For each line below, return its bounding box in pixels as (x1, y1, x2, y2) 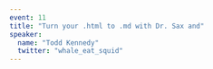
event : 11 (9, 13, 47, 22)
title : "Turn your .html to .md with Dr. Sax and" (9, 22, 205, 30)
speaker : (9, 30, 43, 39)
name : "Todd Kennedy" (17, 38, 100, 47)
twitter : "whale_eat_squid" (17, 47, 124, 56)
